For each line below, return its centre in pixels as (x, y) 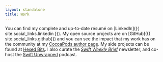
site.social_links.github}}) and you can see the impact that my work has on (80, 39)
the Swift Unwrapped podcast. (46, 54)
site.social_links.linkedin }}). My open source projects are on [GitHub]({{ (78, 33)
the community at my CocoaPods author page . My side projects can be (77, 44)
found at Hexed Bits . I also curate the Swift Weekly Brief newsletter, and (78, 49)
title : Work (17, 14)
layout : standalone (25, 10)
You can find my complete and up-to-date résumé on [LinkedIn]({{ (72, 28)
